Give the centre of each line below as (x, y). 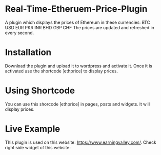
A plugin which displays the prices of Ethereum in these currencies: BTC (78, 22)
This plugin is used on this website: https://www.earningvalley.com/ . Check (81, 142)
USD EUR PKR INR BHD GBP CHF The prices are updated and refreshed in (80, 27)
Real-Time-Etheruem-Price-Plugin (76, 9)
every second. (20, 33)
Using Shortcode (40, 91)
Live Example (32, 129)
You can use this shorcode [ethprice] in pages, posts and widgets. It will (78, 104)
